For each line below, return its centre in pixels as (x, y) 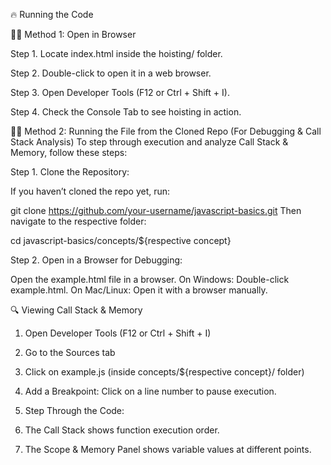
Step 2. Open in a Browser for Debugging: (96, 260)
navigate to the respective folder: (78, 221)
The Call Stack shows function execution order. (122, 430)
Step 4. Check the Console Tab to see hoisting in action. (126, 112)
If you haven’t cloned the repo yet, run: (90, 191)
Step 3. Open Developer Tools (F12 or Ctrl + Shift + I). (120, 92)
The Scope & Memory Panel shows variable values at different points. (168, 449)
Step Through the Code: (74, 410)
